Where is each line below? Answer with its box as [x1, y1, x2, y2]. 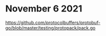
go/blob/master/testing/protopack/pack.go [5, 24, 96, 30]
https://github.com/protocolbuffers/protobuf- [5, 19, 101, 25]
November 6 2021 [5, 3, 82, 14]
